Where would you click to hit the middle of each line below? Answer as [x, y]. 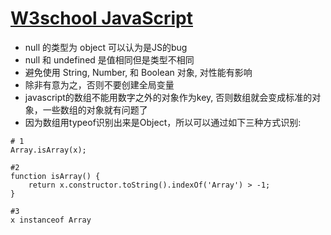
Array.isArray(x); [48, 150]
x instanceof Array [51, 220]
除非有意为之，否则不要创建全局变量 [99, 84]
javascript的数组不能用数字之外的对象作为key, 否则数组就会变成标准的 [168, 97]
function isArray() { [55, 176]
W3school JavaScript [102, 18]
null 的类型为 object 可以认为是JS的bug [106, 47]
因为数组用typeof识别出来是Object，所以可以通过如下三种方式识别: [163, 122]
